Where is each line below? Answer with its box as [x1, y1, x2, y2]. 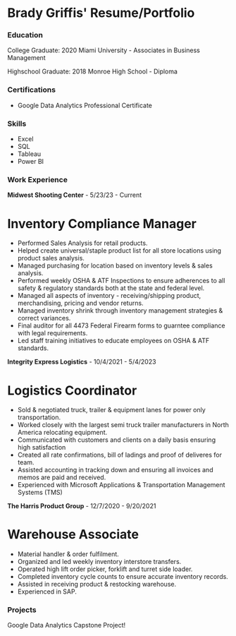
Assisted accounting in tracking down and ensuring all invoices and [17, 466, 213, 474]
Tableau [17, 150, 42, 158]
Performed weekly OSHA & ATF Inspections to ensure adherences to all [17, 277, 225, 285]
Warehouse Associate [7, 527, 139, 543]
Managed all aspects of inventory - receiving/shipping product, [17, 292, 201, 300]
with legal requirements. [17, 329, 88, 337]
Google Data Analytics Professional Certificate [17, 101, 153, 109]
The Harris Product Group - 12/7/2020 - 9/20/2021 [7, 502, 156, 510]
